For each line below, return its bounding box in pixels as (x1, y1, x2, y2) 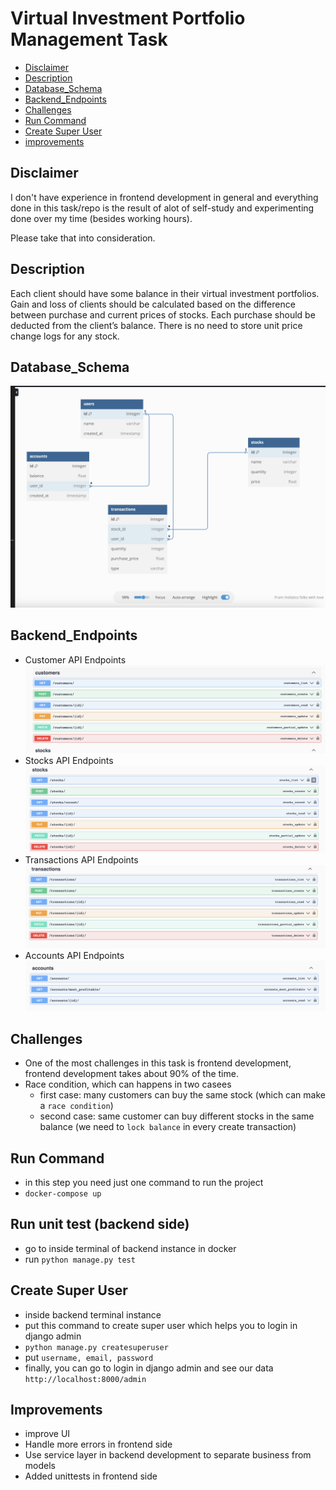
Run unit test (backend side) (10, 1216, 190, 1233)
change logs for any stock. (10, 330, 120, 342)
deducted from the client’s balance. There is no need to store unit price (10, 319, 303, 331)
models (24, 1460, 56, 1472)
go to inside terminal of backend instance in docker (24, 1242, 237, 1254)
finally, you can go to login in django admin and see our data (24, 1362, 274, 1374)
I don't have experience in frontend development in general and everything (10, 191, 319, 203)
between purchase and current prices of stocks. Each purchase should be (10, 308, 316, 321)
